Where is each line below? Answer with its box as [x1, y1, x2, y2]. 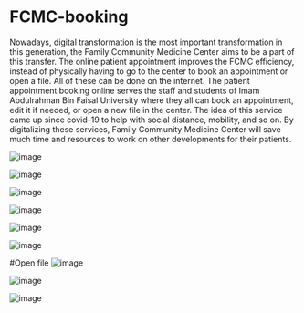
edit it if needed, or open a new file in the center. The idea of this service [9, 104, 283, 115]
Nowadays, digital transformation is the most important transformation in [9, 37, 283, 47]
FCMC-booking [9, 6, 129, 27]
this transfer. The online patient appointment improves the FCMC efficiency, [9, 56, 295, 67]
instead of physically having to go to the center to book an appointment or [9, 66, 288, 77]
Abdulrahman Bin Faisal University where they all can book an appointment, [9, 94, 294, 106]
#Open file [9, 257, 49, 268]
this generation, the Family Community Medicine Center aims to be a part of [9, 46, 295, 57]
